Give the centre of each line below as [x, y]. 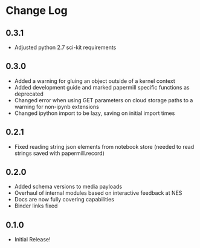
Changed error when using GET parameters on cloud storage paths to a [104, 100]
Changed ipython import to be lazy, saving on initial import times [95, 113]
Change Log [37, 11]
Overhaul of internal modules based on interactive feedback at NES [98, 193]
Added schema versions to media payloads [68, 187]
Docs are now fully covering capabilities [64, 200]
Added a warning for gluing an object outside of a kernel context [95, 81]
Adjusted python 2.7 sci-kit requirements [65, 47]
